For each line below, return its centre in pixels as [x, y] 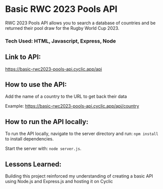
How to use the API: [36, 85]
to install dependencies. [29, 139]
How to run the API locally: [47, 122]
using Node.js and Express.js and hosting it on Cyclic [59, 182]
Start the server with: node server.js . [43, 149]
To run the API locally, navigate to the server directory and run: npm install [82, 134]
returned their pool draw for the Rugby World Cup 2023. [62, 28]
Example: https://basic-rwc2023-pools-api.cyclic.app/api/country [72, 106]
